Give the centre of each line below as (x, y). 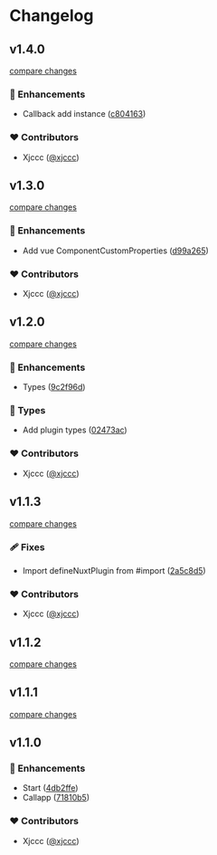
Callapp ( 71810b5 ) (56, 798)
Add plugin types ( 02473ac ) (75, 430)
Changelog (52, 16)
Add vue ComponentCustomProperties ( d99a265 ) (116, 251)
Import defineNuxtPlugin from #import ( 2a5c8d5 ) (114, 570)
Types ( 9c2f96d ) (54, 387)
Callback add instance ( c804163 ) (84, 114)
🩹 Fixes (27, 547)
